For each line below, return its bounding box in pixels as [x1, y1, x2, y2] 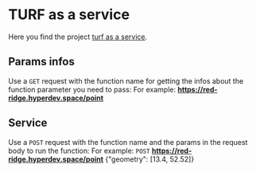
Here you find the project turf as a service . [8, 32, 148, 41]
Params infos [8, 55, 76, 68]
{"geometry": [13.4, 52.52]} [105, 154, 195, 164]
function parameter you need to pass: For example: [8, 84, 176, 94]
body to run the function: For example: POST [8, 146, 150, 155]
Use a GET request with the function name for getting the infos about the [8, 76, 244, 85]
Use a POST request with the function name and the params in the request [8, 137, 248, 147]
